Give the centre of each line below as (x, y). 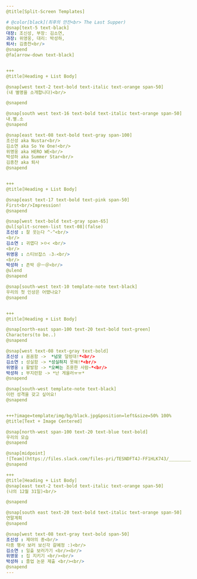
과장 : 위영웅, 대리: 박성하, (35, 39)
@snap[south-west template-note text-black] (61, 389)
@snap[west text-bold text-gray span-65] (57, 221)
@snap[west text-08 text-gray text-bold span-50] (68, 534)
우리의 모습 (18, 437)
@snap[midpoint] (26, 454)
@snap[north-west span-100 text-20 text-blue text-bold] (77, 432)
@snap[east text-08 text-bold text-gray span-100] (69, 135)
